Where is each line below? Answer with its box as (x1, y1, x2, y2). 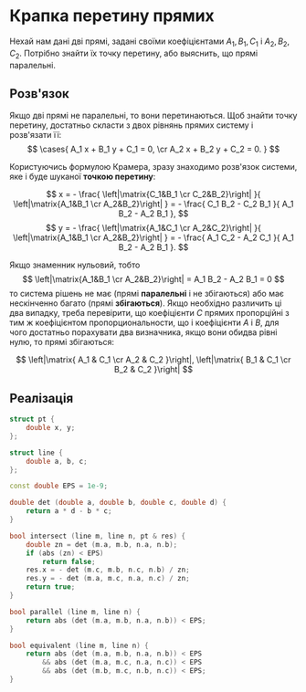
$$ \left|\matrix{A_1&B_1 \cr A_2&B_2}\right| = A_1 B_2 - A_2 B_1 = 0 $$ (22, 274, 285, 285)
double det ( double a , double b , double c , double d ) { (9, 498, 227, 508)
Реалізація (9, 390, 74, 406)
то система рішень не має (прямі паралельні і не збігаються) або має (9, 288, 285, 299)
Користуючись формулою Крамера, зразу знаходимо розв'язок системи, (9, 162, 298, 173)
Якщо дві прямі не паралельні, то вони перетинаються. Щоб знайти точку (9, 110, 298, 121)
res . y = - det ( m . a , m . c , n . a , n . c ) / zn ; (26, 574, 190, 583)
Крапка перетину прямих (9, 5, 215, 26)
